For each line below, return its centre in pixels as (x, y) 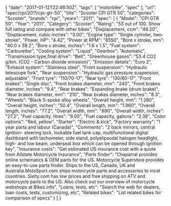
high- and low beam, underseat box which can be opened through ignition (84, 143)
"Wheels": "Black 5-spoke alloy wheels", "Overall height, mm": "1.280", (80, 100)
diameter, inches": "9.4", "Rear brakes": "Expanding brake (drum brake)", (82, 89)
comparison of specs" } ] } (33, 198)
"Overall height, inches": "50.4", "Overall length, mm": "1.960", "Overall (80, 105)
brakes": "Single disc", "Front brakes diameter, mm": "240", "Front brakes (83, 84)
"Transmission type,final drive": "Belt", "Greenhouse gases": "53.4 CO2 (81, 56)
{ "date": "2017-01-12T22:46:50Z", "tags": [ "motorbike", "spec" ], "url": (81, 7)
